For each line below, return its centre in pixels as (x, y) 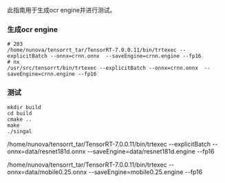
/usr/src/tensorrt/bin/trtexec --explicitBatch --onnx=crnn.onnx (103, 68)
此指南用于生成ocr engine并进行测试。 (62, 10)
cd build (20, 113)
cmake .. (20, 119)
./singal (20, 131)
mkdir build (24, 107)
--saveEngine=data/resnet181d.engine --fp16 (151, 151)
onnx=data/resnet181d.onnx (46, 151)
